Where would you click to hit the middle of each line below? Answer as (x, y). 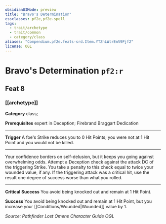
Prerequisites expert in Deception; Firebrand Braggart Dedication (72, 123)
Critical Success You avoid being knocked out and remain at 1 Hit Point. (78, 192)
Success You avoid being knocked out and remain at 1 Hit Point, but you (79, 201)
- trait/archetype (29, 28)
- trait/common (25, 32)
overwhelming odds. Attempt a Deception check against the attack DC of (80, 162)
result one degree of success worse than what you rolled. (64, 177)
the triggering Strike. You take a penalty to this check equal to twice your (79, 167)
